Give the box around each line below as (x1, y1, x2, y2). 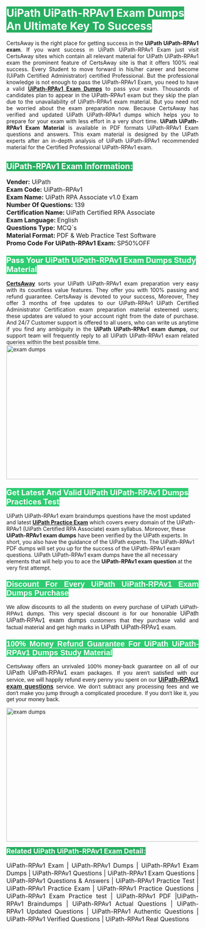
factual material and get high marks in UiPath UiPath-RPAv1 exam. (6, 623, 177, 631)
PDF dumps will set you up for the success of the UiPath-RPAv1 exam (6, 545, 181, 552)
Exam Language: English (6, 216, 78, 224)
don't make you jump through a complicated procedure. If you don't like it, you (6, 690, 199, 696)
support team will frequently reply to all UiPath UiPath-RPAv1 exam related (6, 332, 199, 339)
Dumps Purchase (6, 589, 69, 598)
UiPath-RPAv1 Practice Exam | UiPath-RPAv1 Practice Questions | (6, 884, 199, 892)
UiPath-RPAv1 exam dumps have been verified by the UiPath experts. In (6, 532, 188, 539)
